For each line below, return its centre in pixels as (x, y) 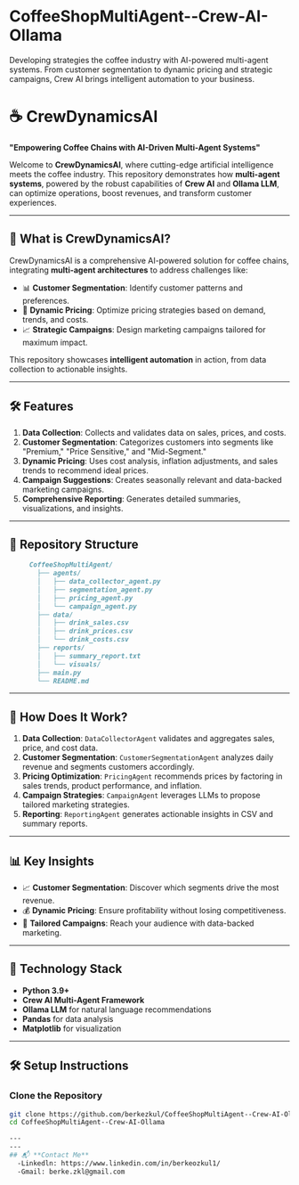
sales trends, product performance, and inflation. (112, 786)
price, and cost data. (60, 748)
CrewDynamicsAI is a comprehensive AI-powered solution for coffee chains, (149, 260)
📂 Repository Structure (74, 544)
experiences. (33, 202)
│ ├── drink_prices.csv (85, 631)
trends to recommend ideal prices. (85, 470)
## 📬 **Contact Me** (49, 1156)
